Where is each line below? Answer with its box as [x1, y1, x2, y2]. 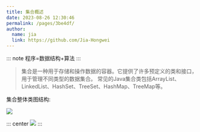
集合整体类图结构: [6, 96, 51, 103]
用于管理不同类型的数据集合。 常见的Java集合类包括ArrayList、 [21, 75, 181, 82]
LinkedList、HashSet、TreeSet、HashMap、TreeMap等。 [21, 83, 166, 90]
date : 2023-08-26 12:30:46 [6, 15, 75, 21]
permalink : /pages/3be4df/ [6, 20, 75, 26]
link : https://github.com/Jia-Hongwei [12, 37, 111, 43]
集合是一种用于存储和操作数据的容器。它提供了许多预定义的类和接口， [21, 68, 198, 75]
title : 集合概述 [6, 9, 44, 15]
